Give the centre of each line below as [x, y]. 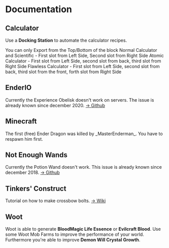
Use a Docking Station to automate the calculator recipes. [66, 40]
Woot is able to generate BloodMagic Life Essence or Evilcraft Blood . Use [83, 229]
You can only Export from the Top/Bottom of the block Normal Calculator [81, 50]
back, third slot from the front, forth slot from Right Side [63, 72]
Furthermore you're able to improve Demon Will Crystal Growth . [73, 240]
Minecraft [21, 121]
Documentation [39, 9]
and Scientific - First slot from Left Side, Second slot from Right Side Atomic [84, 55]
